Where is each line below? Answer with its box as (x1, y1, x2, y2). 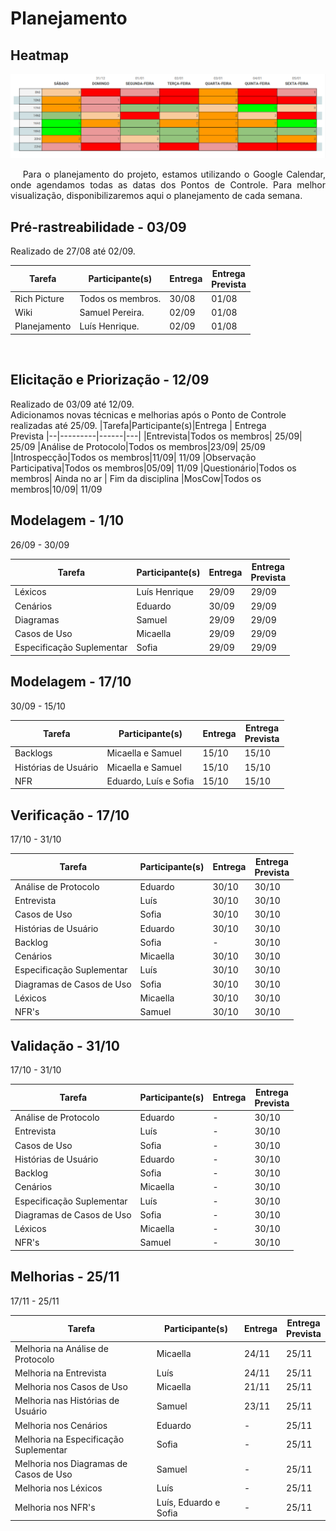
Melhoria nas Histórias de (14, 1395, 120, 1407)
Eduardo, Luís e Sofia (106, 775, 195, 787)
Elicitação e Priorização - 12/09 (10, 372, 210, 389)
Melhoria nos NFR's (14, 1502, 96, 1514)
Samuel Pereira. (79, 307, 145, 319)
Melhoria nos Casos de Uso (14, 1381, 128, 1393)
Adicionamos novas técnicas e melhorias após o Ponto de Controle (10, 408, 287, 421)
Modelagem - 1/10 (10, 512, 125, 529)
